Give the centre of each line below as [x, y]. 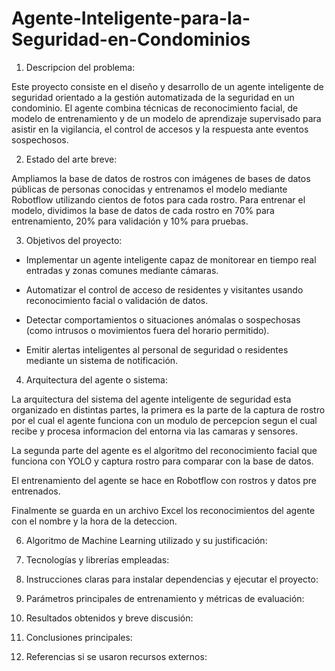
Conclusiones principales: [79, 637]
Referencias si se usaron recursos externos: [116, 656]
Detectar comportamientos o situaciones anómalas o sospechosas [163, 319]
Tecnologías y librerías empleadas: [97, 559]
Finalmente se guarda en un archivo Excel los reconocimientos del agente [163, 510]
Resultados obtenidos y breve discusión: [109, 618]
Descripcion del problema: [80, 67]
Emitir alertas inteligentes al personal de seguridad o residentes [157, 349]
